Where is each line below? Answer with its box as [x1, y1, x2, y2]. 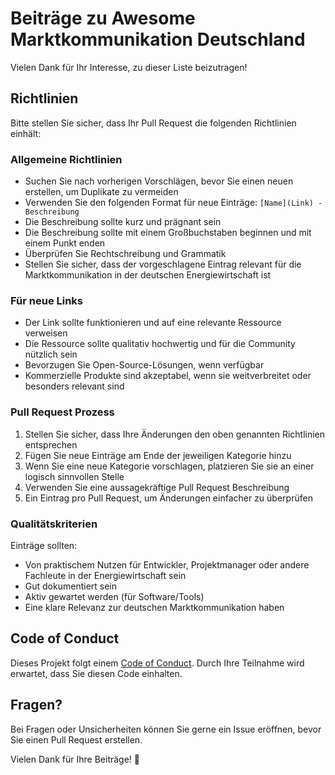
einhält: [10, 127, 42, 139]
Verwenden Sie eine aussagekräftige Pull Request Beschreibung [24, 481, 290, 493]
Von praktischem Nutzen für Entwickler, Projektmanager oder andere [24, 558, 310, 571]
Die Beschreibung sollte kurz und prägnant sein [24, 216, 222, 228]
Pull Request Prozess [10, 405, 115, 419]
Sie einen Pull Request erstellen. [10, 733, 143, 746]
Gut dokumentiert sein [24, 580, 118, 592]
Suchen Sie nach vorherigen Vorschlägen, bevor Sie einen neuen [24, 175, 294, 187]
